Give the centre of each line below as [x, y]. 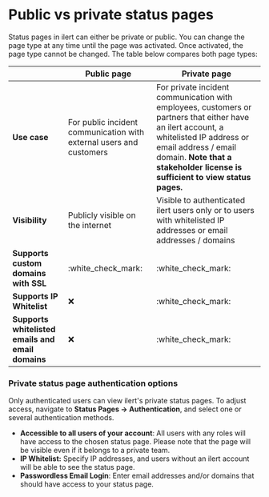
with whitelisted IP [190, 220]
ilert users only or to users [205, 210]
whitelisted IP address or [203, 137]
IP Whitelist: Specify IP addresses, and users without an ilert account [134, 459]
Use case [30, 137]
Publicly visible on [102, 215]
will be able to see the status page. [77, 467]
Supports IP [35, 296]
